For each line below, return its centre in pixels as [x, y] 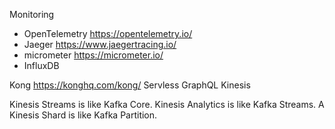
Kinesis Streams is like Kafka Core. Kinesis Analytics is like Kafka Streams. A [167, 104]
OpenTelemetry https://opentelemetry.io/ [108, 33]
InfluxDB [41, 65]
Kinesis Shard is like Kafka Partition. [83, 115]
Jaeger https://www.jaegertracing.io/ [100, 44]
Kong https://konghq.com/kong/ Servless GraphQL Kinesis [130, 85]
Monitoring [32, 14]
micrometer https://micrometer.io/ [93, 55]
